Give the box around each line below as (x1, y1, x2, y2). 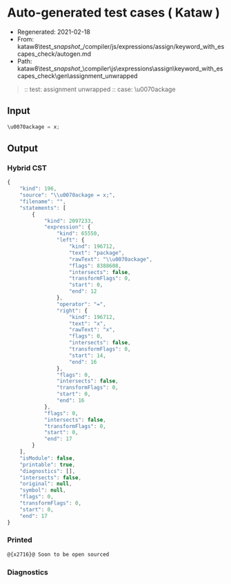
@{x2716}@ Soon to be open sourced (7, 551, 110, 558)
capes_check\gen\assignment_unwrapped (17, 71, 138, 80)
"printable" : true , (19, 461, 76, 468)
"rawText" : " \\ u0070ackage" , (68, 255, 153, 263)
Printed (7, 535, 32, 545)
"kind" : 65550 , (56, 230, 100, 237)
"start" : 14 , (68, 352, 107, 359)
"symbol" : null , (19, 487, 67, 494)
